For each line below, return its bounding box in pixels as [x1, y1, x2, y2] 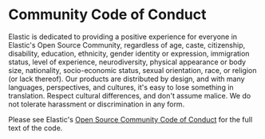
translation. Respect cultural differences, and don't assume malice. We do [8, 91, 251, 100]
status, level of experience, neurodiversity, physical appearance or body [8, 57, 246, 67]
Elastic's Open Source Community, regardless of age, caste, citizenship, [8, 40, 246, 49]
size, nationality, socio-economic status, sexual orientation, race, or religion [8, 65, 257, 75]
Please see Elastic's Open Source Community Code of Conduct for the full [8, 114, 253, 124]
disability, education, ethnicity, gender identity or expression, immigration [8, 48, 250, 58]
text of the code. [8, 123, 63, 133]
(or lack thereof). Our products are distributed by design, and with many [8, 74, 245, 83]
